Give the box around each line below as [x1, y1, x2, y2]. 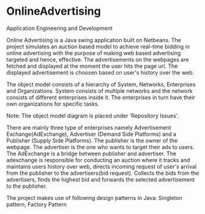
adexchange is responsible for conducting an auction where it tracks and [6, 156, 190, 163]
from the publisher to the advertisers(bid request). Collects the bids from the [6, 169, 199, 177]
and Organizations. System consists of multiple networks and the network [6, 87, 193, 94]
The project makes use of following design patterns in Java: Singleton [6, 194, 182, 201]
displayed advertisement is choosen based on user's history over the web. [6, 68, 195, 76]
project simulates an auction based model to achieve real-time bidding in [6, 43, 190, 50]
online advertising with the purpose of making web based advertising [6, 49, 181, 56]
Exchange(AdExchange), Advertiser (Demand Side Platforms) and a [6, 130, 176, 138]
